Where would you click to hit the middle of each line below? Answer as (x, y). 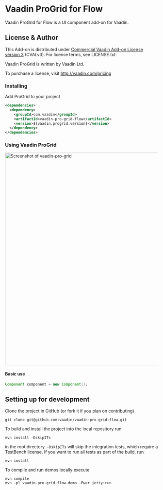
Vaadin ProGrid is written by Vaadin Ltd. (45, 64)
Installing (16, 86)
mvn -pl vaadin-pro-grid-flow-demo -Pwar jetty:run (58, 483)
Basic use (15, 374)
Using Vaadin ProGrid (31, 145)
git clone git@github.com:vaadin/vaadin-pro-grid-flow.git (66, 420)
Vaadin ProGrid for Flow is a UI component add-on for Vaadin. (67, 22)
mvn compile (17, 479)
